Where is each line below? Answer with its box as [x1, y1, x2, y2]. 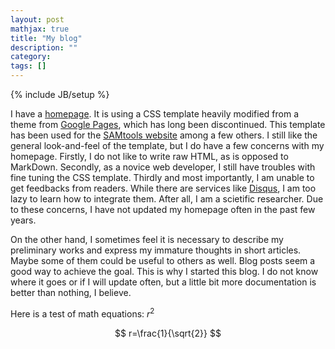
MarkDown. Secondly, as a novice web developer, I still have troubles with [10, 161, 316, 173]
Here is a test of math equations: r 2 [10, 306, 155, 320]
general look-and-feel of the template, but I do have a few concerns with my [10, 140, 325, 151]
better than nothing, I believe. [10, 287, 132, 298]
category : [10, 52, 52, 62]
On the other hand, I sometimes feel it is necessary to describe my [10, 234, 284, 245]
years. [10, 214, 37, 226]
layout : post [10, 14, 65, 25]
